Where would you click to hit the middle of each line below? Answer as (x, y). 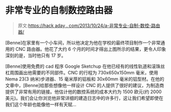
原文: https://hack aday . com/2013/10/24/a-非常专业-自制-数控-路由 (89, 25)
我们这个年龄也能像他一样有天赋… (41, 104)
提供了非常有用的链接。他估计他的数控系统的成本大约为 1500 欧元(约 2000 (83, 92)
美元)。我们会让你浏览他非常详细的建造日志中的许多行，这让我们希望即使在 (84, 98)
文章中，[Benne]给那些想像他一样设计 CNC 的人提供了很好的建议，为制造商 (85, 85)
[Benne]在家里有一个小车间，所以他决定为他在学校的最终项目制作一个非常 (83, 43)
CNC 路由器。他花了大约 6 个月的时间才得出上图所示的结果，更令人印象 (91, 49)
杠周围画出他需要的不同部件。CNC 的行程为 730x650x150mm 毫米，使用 (82, 72)
